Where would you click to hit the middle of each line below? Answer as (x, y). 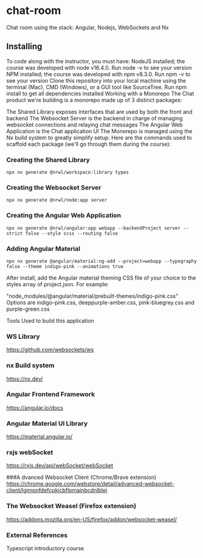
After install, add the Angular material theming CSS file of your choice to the (101, 278)
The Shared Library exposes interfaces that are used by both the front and (99, 112)
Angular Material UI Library (47, 423)
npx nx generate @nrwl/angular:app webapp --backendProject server (94, 228)
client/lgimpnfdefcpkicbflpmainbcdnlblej (57, 491)
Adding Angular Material (43, 249)
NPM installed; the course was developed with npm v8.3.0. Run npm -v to (98, 74)
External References (37, 535)
